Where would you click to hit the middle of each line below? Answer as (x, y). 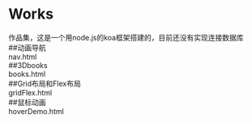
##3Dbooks (28, 65)
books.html (27, 74)
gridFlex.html (30, 92)
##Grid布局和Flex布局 (45, 83)
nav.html (23, 57)
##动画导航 (27, 47)
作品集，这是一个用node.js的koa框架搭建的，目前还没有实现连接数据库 (126, 37)
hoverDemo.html (36, 111)
